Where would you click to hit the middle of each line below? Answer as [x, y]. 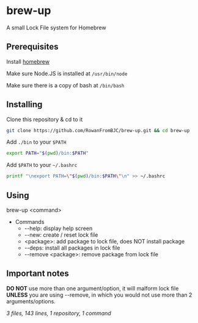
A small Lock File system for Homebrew [56, 28]
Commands [30, 222]
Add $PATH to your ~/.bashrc [42, 165]
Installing [24, 105]
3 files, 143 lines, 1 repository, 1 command [59, 313]
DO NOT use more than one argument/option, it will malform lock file [93, 288]
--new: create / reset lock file [61, 235]
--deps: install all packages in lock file [72, 248]
